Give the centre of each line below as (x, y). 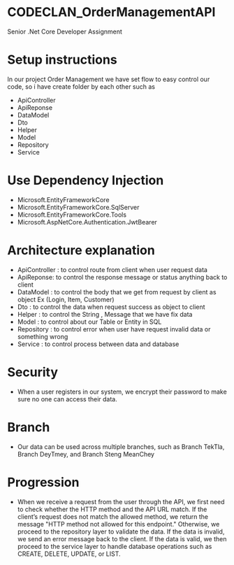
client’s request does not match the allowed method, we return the (112, 516)
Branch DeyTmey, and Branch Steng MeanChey (86, 454)
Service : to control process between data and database (98, 344)
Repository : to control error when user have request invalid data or (114, 329)
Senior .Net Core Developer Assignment (65, 31)
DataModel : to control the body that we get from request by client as (117, 292)
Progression (43, 482)
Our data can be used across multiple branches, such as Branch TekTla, (121, 446)
